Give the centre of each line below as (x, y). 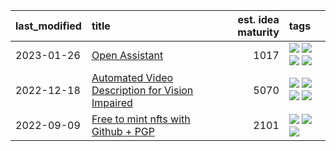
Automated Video (132, 77)
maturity (258, 32)
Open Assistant (127, 55)
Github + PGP (123, 131)
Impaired (112, 102)
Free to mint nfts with (141, 119)
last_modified (48, 26)
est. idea (258, 19)
